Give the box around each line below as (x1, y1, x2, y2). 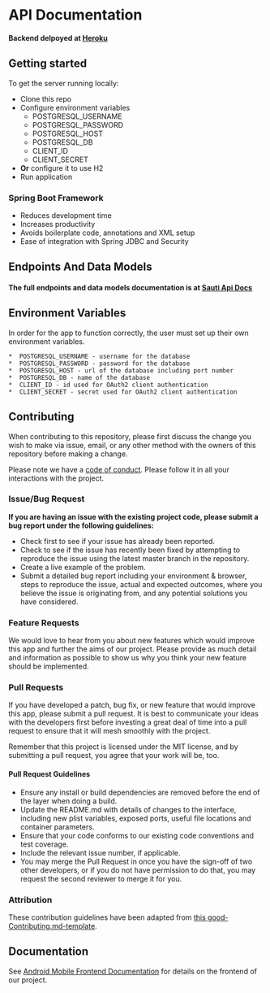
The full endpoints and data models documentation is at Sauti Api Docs (8, 282, 253, 292)
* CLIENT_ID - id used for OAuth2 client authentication (8, 381, 208, 389)
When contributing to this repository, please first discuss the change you (8, 431, 251, 441)
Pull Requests (8, 682, 64, 693)
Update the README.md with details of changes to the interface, (19, 804, 237, 814)
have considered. (19, 596, 79, 607)
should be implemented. (8, 661, 89, 672)
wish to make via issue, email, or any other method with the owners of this (8, 440, 257, 450)
